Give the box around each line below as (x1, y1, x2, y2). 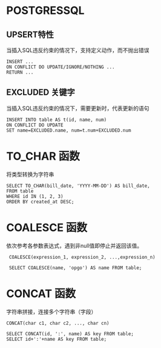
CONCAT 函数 (6, 287, 76, 301)
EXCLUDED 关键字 (6, 87, 75, 98)
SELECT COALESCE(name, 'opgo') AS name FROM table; (8, 265, 142, 271)
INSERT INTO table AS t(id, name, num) (6, 117, 107, 123)
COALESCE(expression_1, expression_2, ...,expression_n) (8, 254, 156, 260)
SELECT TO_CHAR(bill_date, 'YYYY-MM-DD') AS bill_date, (6, 183, 150, 189)
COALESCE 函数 (6, 220, 88, 234)
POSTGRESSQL (6, 4, 85, 18)
